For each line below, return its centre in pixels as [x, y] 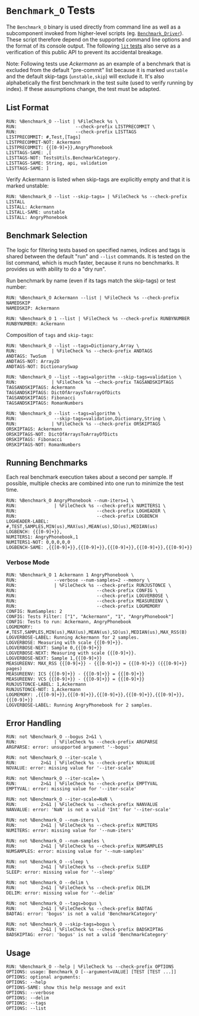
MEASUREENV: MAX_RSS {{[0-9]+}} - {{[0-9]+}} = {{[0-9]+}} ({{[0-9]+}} [97, 663]
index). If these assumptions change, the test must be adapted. [83, 89]
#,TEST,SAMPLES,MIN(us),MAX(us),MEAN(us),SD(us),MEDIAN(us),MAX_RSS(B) [97, 632]
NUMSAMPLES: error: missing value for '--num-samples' [75, 852]
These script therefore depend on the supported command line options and [99, 39]
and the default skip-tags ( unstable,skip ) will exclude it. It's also [85, 76]
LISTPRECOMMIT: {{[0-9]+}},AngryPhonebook [59, 147]
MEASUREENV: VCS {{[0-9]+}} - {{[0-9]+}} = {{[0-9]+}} [75, 679]
